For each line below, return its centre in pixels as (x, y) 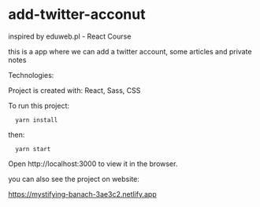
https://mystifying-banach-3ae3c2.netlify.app (82, 194)
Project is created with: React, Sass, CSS (74, 90)
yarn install (37, 120)
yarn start (33, 149)
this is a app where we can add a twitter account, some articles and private (130, 51)
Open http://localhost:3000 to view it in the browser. (93, 164)
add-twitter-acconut (77, 15)
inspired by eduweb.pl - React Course (70, 36)
